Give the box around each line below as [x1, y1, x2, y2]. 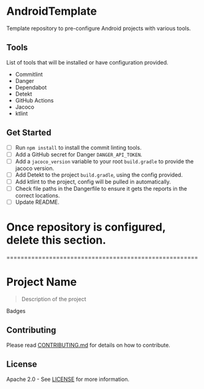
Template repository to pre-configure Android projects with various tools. [6, 25, 191, 32]
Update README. [15, 198, 60, 206]
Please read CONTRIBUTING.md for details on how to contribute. [6, 341, 170, 349]
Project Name [6, 275, 77, 289]
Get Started [6, 128, 51, 138]
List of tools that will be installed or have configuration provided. [6, 58, 168, 66]
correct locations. [15, 191, 60, 199]
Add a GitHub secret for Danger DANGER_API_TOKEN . [15, 150, 143, 158]
